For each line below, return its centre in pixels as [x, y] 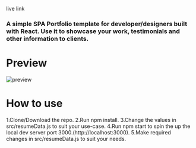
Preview [27, 63]
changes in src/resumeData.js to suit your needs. [66, 139]
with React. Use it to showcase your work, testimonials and [93, 31]
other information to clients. [48, 38]
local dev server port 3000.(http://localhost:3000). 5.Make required [88, 132]
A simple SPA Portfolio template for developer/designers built [97, 24]
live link [15, 9]
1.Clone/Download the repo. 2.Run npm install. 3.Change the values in [91, 120]
